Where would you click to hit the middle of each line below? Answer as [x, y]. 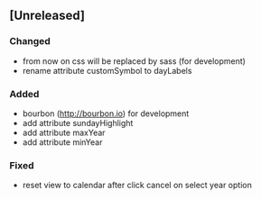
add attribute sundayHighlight [78, 122]
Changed [30, 41]
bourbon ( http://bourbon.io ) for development [106, 113]
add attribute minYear [62, 142]
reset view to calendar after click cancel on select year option [137, 185]
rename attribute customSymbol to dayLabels [107, 70]
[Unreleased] [47, 16]
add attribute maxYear [64, 132]
